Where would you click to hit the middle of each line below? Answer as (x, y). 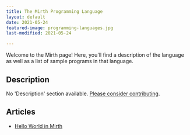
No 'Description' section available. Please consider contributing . (83, 94)
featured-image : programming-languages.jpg (60, 28)
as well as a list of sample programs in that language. (70, 61)
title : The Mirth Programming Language (54, 11)
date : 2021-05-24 (27, 22)
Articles (21, 112)
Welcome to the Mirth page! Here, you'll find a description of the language (95, 55)
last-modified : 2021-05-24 (39, 33)
